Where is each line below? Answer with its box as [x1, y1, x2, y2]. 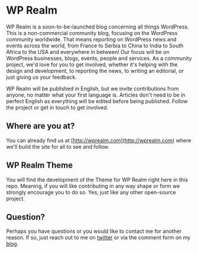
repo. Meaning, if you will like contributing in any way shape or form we [6, 182, 180, 190]
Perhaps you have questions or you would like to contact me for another [6, 228, 182, 235]
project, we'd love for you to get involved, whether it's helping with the [6, 60, 178, 68]
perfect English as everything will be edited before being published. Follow [6, 97, 188, 104]
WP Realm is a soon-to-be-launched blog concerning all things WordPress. [6, 23, 189, 30]
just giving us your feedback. [6, 73, 77, 81]
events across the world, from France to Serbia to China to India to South [6, 42, 184, 49]
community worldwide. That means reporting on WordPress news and [6, 36, 177, 43]
